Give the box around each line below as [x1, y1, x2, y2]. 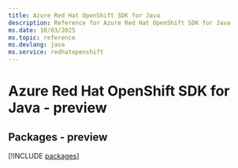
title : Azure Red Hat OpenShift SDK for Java [8, 11, 160, 20]
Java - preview [8, 99, 108, 117]
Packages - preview [8, 130, 108, 144]
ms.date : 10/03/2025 [8, 26, 76, 34]
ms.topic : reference [8, 33, 76, 42]
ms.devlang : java [8, 41, 65, 49]
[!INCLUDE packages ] [8, 151, 80, 160]
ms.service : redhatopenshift [8, 48, 104, 56]
